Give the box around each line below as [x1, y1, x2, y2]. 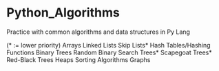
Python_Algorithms [6, 5, 120, 21]
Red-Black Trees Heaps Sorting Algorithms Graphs [6, 55, 151, 63]
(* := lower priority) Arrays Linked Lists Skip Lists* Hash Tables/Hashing [6, 41, 211, 49]
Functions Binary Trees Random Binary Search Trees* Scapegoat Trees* [6, 48, 212, 57]
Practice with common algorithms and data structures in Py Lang [6, 28, 191, 36]
